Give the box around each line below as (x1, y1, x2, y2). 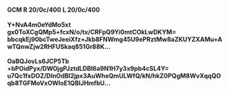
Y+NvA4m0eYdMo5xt (7, 21, 71, 29)
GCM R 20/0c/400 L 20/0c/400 (7, 5, 100, 14)
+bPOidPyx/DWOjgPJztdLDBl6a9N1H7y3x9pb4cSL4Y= (7, 64, 169, 73)
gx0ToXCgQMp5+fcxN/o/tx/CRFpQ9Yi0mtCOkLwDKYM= (7, 28, 177, 36)
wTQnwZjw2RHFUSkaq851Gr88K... (7, 43, 111, 51)
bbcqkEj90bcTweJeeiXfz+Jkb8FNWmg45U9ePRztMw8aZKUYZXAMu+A (7, 35, 223, 44)
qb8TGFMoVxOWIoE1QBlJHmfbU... (7, 79, 111, 87)
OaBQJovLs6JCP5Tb (7, 57, 70, 65)
